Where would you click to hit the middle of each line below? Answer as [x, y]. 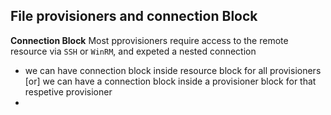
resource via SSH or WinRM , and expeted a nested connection [133, 51]
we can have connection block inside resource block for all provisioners [173, 70]
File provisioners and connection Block [134, 16]
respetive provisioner [68, 91]
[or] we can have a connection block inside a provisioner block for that [170, 81]
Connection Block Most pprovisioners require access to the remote [149, 40]
